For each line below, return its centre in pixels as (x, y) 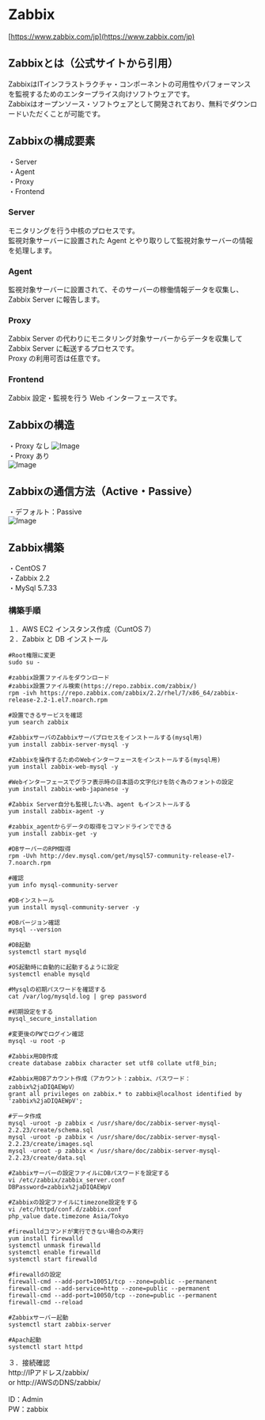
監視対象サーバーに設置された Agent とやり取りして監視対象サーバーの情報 (131, 240)
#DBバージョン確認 (34, 923)
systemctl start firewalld (53, 1260)
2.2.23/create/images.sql (51, 1144)
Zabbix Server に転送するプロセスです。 (73, 348)
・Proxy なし (29, 446)
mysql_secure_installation (53, 1019)
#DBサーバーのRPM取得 (40, 849)
